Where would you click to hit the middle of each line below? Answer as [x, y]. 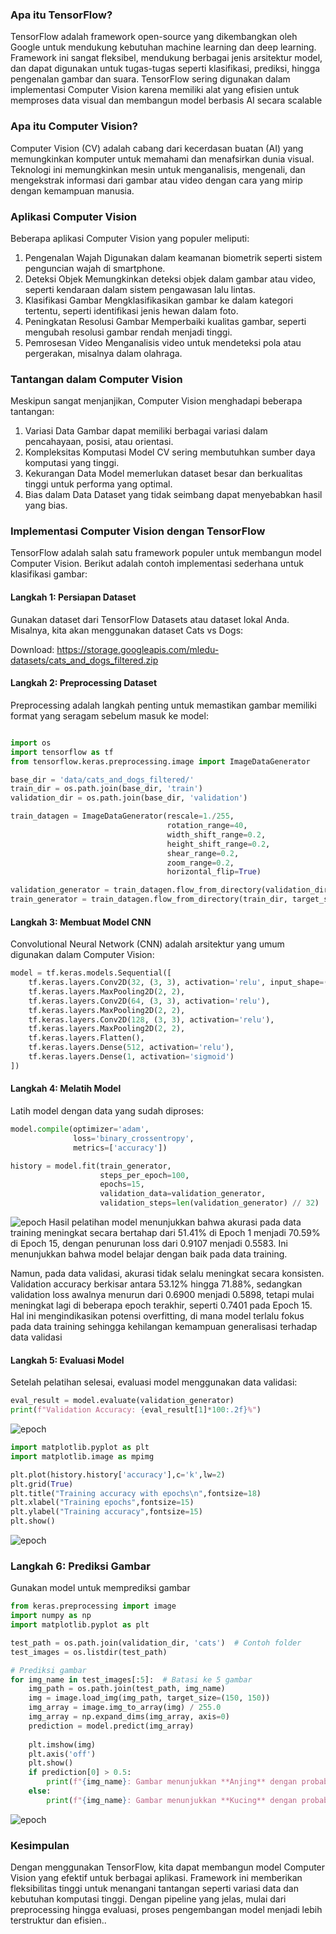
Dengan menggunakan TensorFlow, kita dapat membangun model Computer [168, 1867]
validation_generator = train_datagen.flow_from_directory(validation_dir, [171, 890]
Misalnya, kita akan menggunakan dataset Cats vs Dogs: [127, 630]
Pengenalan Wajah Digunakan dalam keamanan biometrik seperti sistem [173, 257]
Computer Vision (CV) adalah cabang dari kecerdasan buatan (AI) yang [157, 148]
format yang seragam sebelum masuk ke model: [109, 715]
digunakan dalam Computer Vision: [82, 955]
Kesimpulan [40, 1845]
